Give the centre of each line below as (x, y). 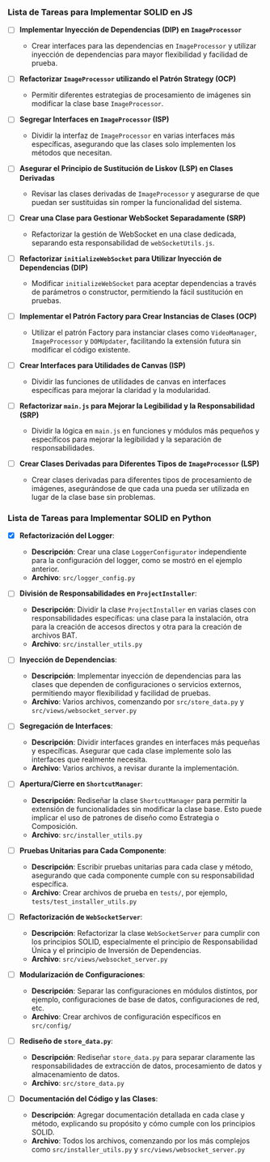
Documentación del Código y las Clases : (89, 1098)
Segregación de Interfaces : (66, 726)
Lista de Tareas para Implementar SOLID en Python (110, 518)
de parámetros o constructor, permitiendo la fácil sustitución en (137, 292)
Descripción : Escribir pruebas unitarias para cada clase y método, (142, 866)
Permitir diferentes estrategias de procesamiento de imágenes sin (141, 95)
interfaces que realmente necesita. (89, 759)
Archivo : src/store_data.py (78, 1083)
